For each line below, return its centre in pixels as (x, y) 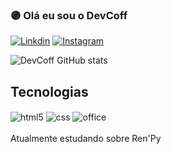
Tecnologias (49, 91)
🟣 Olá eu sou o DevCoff (69, 15)
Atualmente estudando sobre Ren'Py (86, 138)
